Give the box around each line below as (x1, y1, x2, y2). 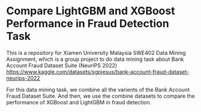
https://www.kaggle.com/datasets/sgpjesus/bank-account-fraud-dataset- (6, 68, 190, 75)
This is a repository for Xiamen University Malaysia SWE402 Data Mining (6, 49, 186, 56)
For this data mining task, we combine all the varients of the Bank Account (6, 86, 190, 93)
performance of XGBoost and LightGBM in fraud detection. (6, 98, 152, 105)
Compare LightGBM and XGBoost (6, 4, 175, 18)
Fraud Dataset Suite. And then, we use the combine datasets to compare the (6, 92, 195, 99)
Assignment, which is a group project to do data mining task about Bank (6, 55, 184, 63)
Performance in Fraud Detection (6, 17, 169, 30)
